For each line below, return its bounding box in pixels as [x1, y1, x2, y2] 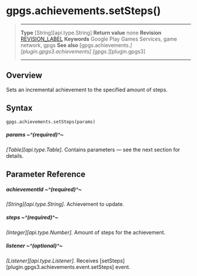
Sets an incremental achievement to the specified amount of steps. [6, 86, 168, 93]
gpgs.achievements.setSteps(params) [6, 119, 96, 125]
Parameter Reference [6, 169, 86, 179]
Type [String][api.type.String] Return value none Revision [20, 29, 162, 36]
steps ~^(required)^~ [6, 214, 59, 221]
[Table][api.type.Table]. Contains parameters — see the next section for [6, 146, 181, 153]
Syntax [6, 103, 33, 113]
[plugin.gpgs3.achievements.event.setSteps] [6, 263, 114, 270]
